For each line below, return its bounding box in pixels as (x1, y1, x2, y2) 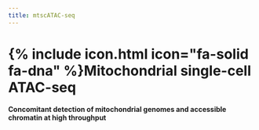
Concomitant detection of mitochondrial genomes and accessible (8, 104, 227, 114)
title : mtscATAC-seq (8, 11, 76, 20)
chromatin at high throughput (8, 113, 107, 122)
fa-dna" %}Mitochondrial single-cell (8, 62, 252, 79)
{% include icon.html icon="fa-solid (8, 45, 249, 63)
